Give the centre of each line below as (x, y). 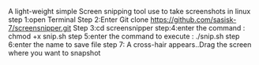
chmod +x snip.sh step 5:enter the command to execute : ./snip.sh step (124, 36)
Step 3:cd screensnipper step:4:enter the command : (159, 28)
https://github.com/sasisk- (193, 20)
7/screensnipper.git (40, 28)
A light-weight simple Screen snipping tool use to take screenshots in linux (129, 11)
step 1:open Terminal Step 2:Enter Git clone (79, 20)
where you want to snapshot (54, 53)
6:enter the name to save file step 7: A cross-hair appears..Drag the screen (130, 45)
